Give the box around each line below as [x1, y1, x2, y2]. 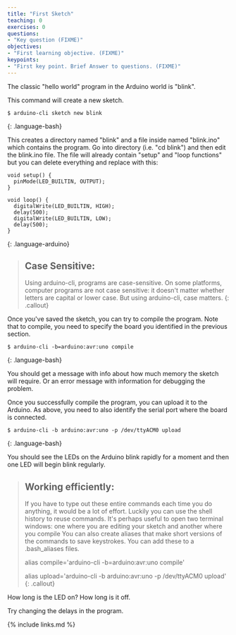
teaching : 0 [7, 17, 42, 24]
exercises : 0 [7, 23, 46, 30]
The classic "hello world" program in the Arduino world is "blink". [7, 82, 196, 90]
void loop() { [7, 196, 49, 203]
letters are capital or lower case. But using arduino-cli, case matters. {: [24, 294, 230, 302]
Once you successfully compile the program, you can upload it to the [7, 398, 208, 406]
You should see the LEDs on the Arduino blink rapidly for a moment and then [7, 453, 229, 461]
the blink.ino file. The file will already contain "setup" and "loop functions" [7, 150, 222, 159]
